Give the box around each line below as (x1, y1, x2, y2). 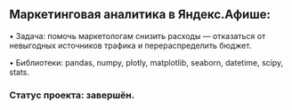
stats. (9, 67, 29, 77)
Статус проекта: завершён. (9, 89, 135, 101)
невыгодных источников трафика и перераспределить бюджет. (9, 40, 252, 51)
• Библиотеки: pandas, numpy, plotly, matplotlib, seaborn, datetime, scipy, (9, 57, 284, 67)
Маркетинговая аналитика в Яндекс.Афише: (9, 7, 272, 22)
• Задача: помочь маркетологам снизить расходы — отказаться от (9, 30, 266, 41)
